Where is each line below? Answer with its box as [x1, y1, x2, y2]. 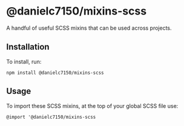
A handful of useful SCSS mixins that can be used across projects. [6, 24, 172, 31]
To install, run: [6, 58, 42, 65]
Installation [6, 42, 50, 52]
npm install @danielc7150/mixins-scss [6, 70, 104, 76]
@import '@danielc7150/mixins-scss [6, 114, 96, 120]
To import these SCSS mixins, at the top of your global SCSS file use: [6, 102, 179, 110]
